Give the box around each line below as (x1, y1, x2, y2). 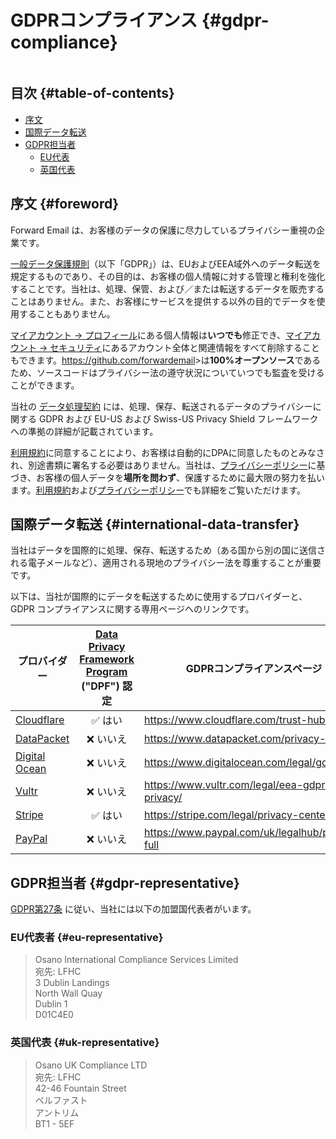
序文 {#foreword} (10, 196, 120, 213)
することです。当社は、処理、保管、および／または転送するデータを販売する (10, 282, 325, 295)
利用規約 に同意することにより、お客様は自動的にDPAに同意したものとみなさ (10, 446, 325, 458)
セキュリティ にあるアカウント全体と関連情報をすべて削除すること (49, 341, 320, 353)
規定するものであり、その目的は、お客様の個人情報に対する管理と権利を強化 (10, 270, 326, 282)
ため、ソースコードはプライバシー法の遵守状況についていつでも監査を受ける (10, 366, 325, 378)
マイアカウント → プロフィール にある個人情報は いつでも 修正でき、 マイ (10, 329, 303, 341)
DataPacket (15, 732, 70, 746)
